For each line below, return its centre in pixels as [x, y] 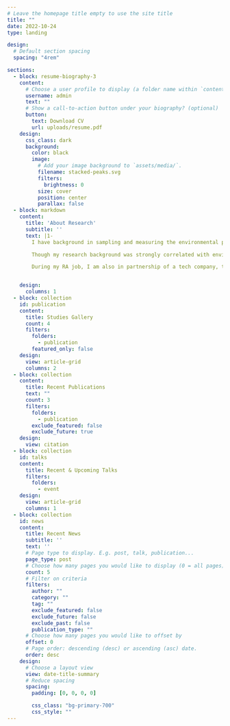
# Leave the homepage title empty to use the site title [90, 13]
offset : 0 [39, 642]
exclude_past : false [61, 623]
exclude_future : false [64, 617]
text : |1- [39, 236]
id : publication [43, 304]
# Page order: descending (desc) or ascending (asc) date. [111, 649]
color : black [50, 153]
